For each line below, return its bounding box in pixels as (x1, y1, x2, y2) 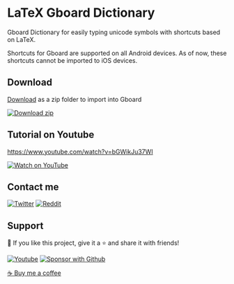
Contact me (7, 181, 59, 193)
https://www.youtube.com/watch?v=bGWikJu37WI (7, 147, 153, 156)
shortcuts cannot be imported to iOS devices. (7, 56, 138, 64)
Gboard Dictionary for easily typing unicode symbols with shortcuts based (7, 28, 221, 36)
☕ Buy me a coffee (7, 269, 61, 277)
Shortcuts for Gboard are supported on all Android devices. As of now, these (7, 49, 227, 57)
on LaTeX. (7, 35, 36, 43)
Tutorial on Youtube (7, 129, 95, 141)
